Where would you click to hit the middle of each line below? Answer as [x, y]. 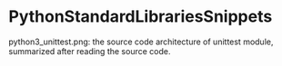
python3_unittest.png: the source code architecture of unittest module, [141, 42]
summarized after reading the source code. [90, 51]
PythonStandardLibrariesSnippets [141, 17]
